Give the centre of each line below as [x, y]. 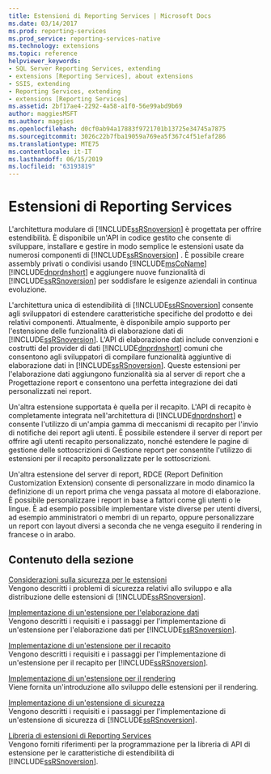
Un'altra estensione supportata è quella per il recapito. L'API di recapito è [130, 407]
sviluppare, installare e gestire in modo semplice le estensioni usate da [126, 246]
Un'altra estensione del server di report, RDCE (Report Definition [116, 474]
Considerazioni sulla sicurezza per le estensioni [88, 579]
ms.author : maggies [41, 122]
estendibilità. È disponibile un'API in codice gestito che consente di [120, 238]
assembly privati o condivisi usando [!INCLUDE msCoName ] [108, 263]
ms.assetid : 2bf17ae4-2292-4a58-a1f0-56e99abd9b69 [95, 106]
